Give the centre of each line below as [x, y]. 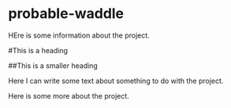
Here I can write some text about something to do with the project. [116, 81]
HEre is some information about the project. [79, 35]
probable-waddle [66, 14]
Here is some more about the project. [69, 95]
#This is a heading [38, 50]
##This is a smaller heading [53, 65]
